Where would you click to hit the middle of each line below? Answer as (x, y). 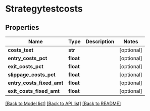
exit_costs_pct (26, 66)
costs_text (21, 50)
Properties (22, 27)
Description (100, 42)
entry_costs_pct (28, 58)
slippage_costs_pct (32, 75)
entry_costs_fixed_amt (36, 83)
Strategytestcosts (44, 9)
